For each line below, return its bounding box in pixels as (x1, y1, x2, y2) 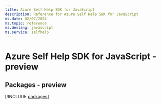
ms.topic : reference (5, 21, 47, 26)
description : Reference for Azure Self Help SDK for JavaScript (5, 12, 139, 17)
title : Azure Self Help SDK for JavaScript (5, 7, 95, 12)
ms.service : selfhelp (5, 30, 49, 35)
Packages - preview (5, 81, 67, 89)
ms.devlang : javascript (5, 25, 54, 30)
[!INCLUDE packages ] (5, 94, 49, 99)
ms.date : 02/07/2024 (5, 16, 47, 21)
